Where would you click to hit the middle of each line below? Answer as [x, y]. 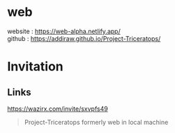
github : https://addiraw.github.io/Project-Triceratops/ [84, 38]
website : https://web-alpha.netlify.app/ [64, 31]
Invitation [36, 67]
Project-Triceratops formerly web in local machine [96, 122]
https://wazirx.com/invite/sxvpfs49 [58, 109]
